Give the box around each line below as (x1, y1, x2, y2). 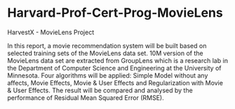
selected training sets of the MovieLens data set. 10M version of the (7, 49, 203, 57)
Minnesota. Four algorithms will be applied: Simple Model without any (7, 71, 208, 80)
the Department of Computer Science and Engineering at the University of (7, 64, 222, 72)
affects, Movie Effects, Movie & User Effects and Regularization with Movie (7, 78, 223, 87)
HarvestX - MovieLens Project (7, 28, 95, 36)
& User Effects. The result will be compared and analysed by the (7, 86, 193, 94)
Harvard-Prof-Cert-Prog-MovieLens (7, 5, 223, 21)
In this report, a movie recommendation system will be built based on (7, 41, 207, 50)
